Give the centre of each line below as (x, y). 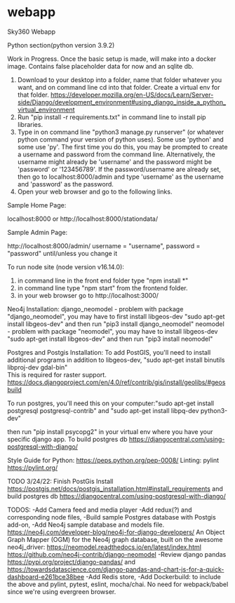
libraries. (30, 124)
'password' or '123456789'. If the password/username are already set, (119, 169)
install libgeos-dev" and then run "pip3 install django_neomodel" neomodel (116, 324)
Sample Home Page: (37, 205)
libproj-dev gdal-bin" (38, 367)
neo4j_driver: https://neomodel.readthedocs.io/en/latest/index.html (105, 547)
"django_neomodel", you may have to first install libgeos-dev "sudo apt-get (116, 316)
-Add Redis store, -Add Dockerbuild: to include (153, 576)
